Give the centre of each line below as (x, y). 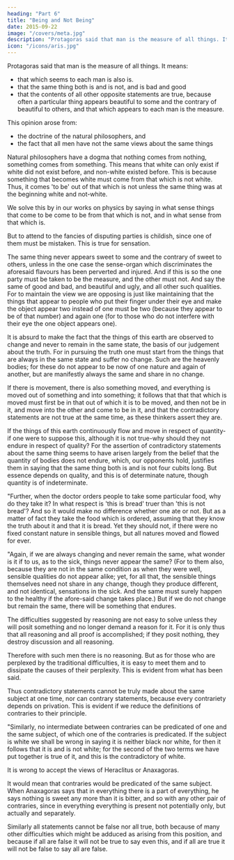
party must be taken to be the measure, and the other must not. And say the (116, 279)
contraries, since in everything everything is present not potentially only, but (117, 806)
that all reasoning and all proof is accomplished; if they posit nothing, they (113, 634)
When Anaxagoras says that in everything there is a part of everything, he (113, 791)
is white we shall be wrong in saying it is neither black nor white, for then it (114, 741)
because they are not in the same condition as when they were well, (105, 569)
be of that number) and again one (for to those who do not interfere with (111, 316)
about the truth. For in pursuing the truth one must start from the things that (116, 352)
